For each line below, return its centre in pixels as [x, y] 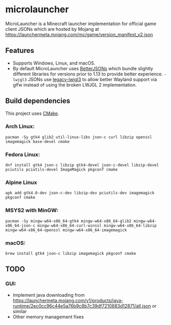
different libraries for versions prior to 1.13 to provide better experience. [88, 74]
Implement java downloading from [49, 295]
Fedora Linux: [23, 154]
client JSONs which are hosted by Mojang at [52, 29]
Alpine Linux [21, 182]
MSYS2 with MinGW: [32, 210]
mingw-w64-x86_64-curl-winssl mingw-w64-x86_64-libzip [97, 226]
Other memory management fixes [48, 317]
